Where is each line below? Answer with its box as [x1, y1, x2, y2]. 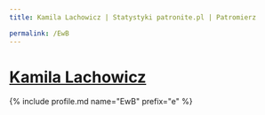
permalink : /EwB [9, 28, 69, 38]
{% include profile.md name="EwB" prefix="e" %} [9, 96, 193, 107]
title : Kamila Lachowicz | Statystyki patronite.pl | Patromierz [9, 12, 256, 22]
